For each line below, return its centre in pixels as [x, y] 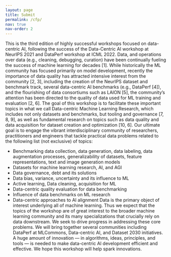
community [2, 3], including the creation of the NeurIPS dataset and [77, 82]
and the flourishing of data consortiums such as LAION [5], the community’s [85, 92]
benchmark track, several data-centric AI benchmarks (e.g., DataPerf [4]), [83, 87]
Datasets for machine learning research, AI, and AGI [67, 168]
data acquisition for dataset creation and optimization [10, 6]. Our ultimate [83, 125]
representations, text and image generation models [66, 162]
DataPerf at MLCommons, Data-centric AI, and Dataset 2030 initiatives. [88, 232]
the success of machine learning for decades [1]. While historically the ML [83, 65]
